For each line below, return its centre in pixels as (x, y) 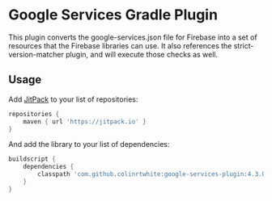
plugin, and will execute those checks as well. (142, 54)
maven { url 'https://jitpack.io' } (85, 121)
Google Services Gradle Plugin (113, 15)
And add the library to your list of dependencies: (89, 144)
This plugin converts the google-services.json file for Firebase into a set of (133, 37)
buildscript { (32, 159)
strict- (244, 45)
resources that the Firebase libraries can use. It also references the (120, 45)
